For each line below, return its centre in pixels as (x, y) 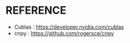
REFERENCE (36, 10)
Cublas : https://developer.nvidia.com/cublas (69, 27)
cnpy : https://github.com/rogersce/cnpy (64, 33)
